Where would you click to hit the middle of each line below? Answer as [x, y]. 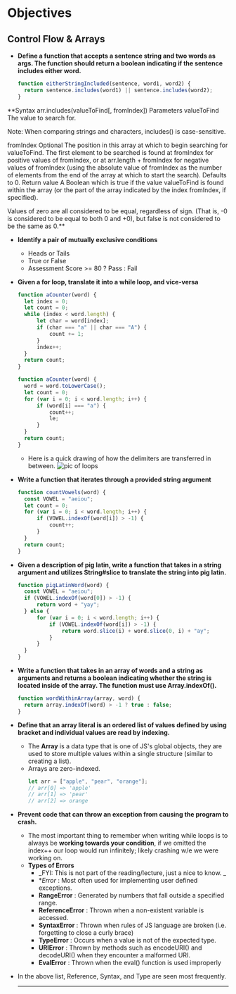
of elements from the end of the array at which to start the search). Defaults [117, 175]
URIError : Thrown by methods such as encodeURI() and [120, 948]
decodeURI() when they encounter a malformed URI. [114, 955]
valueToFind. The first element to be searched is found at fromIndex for [110, 152]
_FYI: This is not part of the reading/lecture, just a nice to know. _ [132, 873]
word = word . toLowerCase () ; [65, 386]
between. [41, 465]
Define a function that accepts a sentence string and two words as [117, 56]
